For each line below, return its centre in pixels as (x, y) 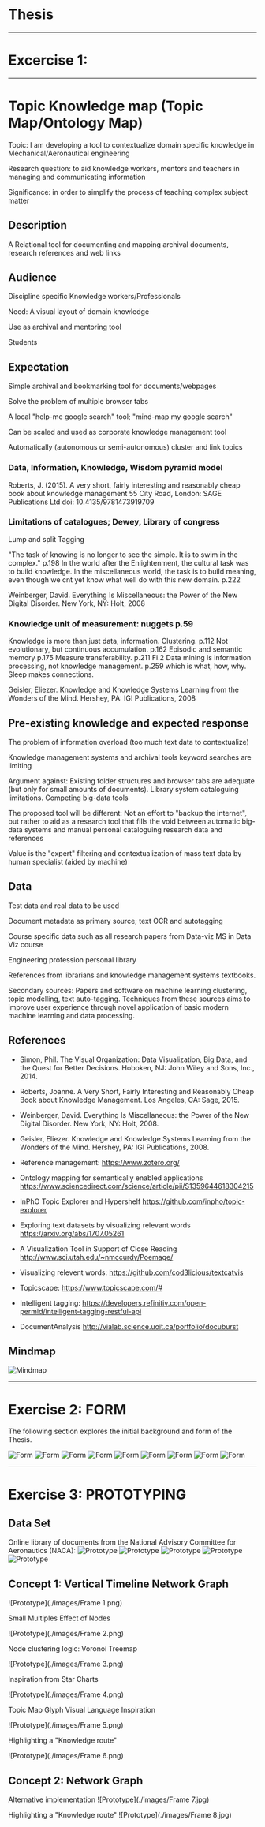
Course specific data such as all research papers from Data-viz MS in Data (130, 936)
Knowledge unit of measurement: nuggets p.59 (101, 623)
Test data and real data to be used (64, 906)
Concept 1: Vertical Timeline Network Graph (118, 1584)
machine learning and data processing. (72, 1015)
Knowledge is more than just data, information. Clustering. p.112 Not (118, 641)
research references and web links (64, 252)
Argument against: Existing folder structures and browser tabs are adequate (131, 781)
